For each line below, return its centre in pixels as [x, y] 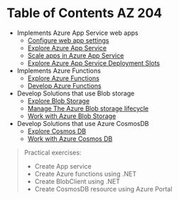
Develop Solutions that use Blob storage [76, 93]
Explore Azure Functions [64, 78]
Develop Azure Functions [64, 85]
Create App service [63, 166]
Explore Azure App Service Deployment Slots [94, 63]
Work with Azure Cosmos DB [70, 138]
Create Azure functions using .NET [85, 174]
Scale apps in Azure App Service [76, 56]
